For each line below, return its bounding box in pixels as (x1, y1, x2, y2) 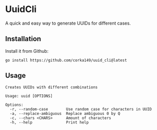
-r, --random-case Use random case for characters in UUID (10, 106, 152, 111)
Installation (5, 35, 41, 43)
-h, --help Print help (10, 119, 89, 125)
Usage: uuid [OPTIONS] (5, 93, 53, 98)
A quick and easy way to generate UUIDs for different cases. (5, 20, 131, 26)
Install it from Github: (5, 48, 49, 54)
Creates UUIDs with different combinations (5, 84, 98, 90)
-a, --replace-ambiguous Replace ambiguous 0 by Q (10, 111, 121, 116)
